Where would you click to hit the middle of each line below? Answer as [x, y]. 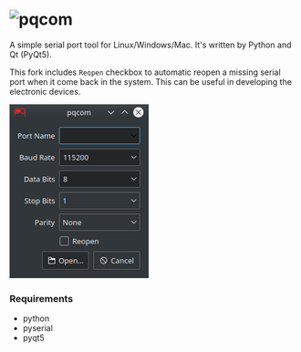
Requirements [42, 298]
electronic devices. [45, 91]
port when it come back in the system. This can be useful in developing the [150, 81]
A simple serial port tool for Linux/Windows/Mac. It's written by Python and [150, 45]
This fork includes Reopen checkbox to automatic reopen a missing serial [145, 72]
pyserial [37, 328]
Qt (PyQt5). [31, 54]
